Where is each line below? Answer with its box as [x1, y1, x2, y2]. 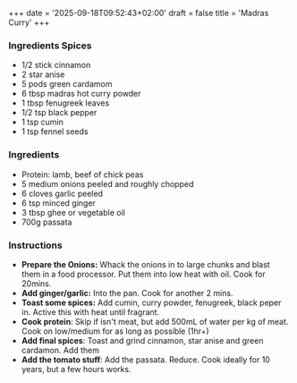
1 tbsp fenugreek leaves [21, 98, 110, 108]
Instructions [8, 239, 64, 251]
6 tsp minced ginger [21, 197, 96, 209]
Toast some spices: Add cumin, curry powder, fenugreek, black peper [21, 297, 282, 308]
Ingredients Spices [8, 39, 92, 52]
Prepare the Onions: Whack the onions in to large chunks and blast [21, 259, 270, 269]
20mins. [21, 277, 52, 289]
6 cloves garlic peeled [21, 188, 104, 199]
